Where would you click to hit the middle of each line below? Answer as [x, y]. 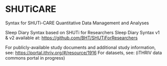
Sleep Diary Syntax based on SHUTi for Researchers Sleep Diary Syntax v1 [82, 32]
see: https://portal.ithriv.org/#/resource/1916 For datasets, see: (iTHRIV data [83, 53]
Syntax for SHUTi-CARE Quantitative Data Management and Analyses [77, 23]
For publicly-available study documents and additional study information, [80, 47]
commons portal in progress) [35, 58]
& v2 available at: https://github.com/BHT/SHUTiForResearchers [71, 38]
